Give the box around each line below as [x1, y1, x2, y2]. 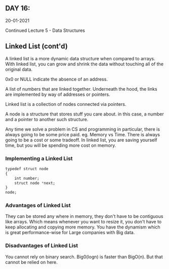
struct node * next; [14, 180, 56, 185]
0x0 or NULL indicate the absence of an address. [5, 76, 108, 82]
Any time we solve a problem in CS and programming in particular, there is [5, 126, 160, 132]
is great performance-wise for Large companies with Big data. [5, 229, 135, 236]
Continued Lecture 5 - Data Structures [5, 27, 85, 33]
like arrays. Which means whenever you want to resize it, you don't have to [5, 219, 162, 225]
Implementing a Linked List [5, 155, 73, 162]
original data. [5, 66, 33, 72]
